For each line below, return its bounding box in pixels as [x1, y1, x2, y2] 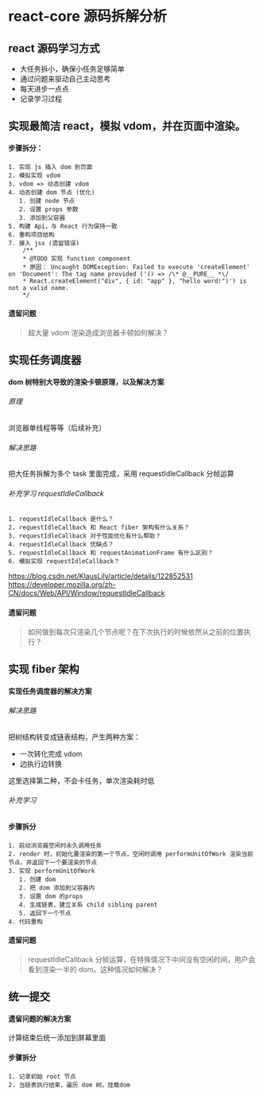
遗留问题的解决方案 [8, 1013, 72, 1024]
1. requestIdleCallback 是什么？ [8, 515, 114, 523]
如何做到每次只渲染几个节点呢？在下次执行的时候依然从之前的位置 [27, 627, 244, 636]
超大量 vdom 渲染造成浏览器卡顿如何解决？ [27, 327, 169, 337]
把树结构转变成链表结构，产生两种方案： [8, 732, 141, 742]
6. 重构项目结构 [8, 230, 55, 239]
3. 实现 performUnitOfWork [8, 867, 95, 875]
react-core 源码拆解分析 [8, 7, 167, 25]
